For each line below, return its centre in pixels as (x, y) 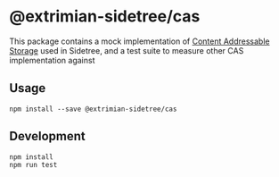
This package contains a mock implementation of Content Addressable (139, 41)
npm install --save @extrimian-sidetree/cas (93, 109)
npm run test (33, 164)
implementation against (52, 60)
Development (48, 136)
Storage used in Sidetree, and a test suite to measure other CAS (127, 50)
